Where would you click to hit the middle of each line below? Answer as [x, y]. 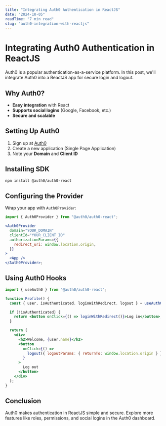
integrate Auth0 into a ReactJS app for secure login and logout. [69, 78]
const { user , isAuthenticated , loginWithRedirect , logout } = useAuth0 [86, 303]
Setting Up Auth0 [32, 131]
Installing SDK [27, 169]
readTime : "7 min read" [30, 19]
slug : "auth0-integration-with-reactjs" [47, 24]
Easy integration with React [41, 105]
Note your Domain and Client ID [45, 154]
